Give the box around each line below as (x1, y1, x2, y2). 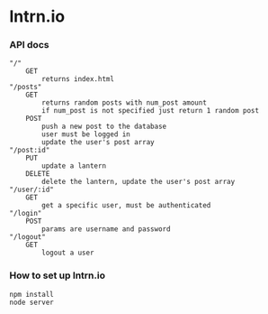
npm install (9, 290, 54, 299)
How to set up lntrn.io (9, 269, 106, 282)
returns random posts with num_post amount (41, 98, 207, 107)
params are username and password (41, 225, 171, 234)
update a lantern (41, 162, 106, 171)
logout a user (41, 248, 94, 258)
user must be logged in (41, 130, 130, 139)
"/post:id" (9, 146, 50, 155)
